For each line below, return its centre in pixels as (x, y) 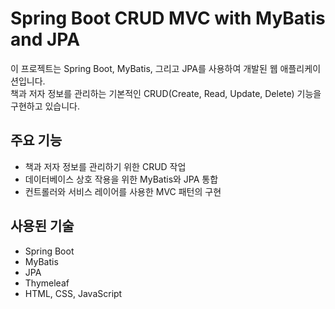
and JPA (45, 39)
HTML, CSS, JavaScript (73, 293)
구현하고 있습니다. (45, 106)
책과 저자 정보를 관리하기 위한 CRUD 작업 (105, 166)
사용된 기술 (42, 226)
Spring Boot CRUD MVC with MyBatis (168, 18)
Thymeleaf (47, 283)
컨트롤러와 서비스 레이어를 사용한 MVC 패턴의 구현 (123, 191)
